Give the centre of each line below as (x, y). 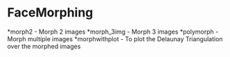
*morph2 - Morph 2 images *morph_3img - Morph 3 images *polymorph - (113, 32)
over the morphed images (44, 46)
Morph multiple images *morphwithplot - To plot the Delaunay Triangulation (115, 38)
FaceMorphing (50, 13)
